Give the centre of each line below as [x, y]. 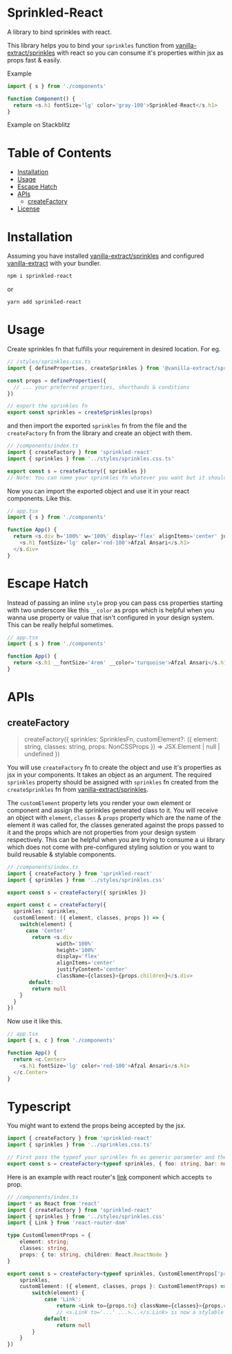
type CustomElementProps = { [49, 1236]
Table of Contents [59, 153]
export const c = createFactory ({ [57, 905]
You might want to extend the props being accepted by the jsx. [97, 1126]
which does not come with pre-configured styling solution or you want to [111, 847]
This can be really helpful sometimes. [60, 624]
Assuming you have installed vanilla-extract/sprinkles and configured [106, 256]
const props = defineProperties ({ [57, 380]
